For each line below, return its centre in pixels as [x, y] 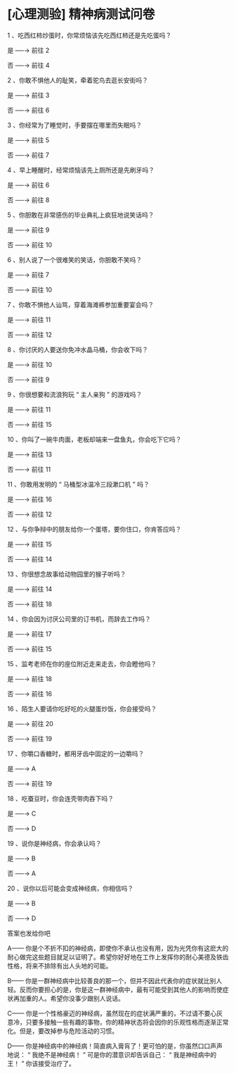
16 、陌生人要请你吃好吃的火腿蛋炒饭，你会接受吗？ [82, 708]
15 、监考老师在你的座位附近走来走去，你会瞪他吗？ [82, 663]
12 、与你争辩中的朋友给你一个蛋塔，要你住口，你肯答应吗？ [94, 529]
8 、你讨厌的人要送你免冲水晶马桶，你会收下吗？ [78, 349]
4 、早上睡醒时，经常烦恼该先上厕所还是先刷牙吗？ [81, 170]
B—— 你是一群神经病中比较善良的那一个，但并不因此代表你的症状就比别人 [115, 980]
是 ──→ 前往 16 [30, 499]
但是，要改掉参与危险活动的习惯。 [68, 1031]
